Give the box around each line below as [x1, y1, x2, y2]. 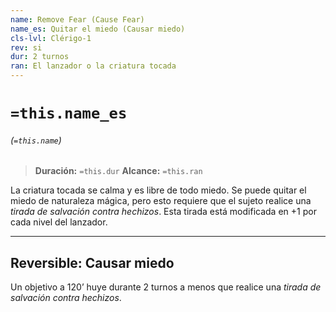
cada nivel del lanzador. [10, 216, 108, 228]
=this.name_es [10, 104, 128, 123]
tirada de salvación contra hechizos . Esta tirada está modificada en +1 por [10, 206, 317, 218]
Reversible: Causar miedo [10, 254, 175, 271]
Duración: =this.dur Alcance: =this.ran [34, 165, 203, 177]
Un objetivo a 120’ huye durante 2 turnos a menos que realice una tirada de [10, 281, 322, 293]
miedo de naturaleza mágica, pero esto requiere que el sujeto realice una [10, 195, 312, 207]
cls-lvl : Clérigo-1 [10, 33, 92, 43]
